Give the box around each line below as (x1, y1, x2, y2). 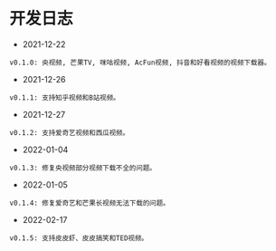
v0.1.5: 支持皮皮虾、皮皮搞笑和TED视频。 (9, 233, 149, 243)
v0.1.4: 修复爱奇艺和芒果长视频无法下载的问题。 (9, 198, 170, 208)
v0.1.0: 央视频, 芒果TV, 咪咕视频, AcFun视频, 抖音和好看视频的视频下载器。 (9, 58, 271, 67)
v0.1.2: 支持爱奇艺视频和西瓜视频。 (9, 128, 129, 137)
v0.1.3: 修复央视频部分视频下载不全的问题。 (9, 163, 157, 172)
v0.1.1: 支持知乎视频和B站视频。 (9, 92, 120, 102)
